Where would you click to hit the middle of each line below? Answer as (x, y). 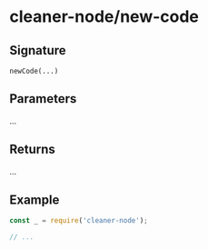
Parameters (43, 99)
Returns (33, 150)
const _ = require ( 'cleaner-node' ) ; (79, 221)
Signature (38, 50)
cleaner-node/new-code (104, 17)
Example (35, 200)
